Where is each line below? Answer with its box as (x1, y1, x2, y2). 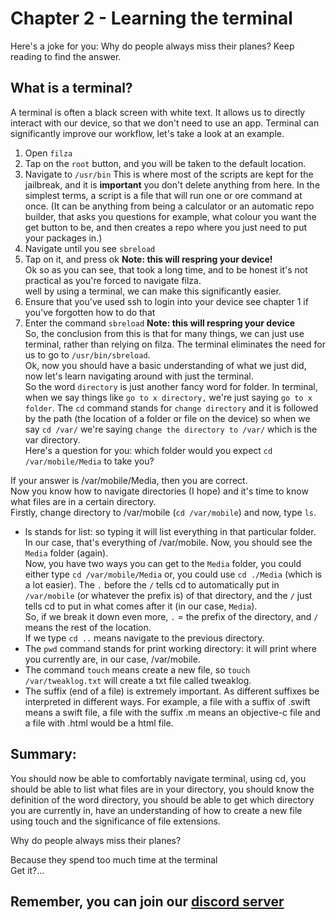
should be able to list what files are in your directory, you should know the (10, 783, 315, 795)
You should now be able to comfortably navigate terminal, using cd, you (10, 772, 307, 784)
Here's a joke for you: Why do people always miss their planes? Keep (10, 40, 295, 52)
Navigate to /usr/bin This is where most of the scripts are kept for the (24, 168, 314, 180)
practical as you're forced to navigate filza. (24, 274, 202, 286)
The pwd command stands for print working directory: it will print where (24, 642, 317, 654)
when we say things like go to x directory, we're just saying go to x (24, 391, 313, 403)
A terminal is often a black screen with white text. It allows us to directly (10, 106, 306, 118)
